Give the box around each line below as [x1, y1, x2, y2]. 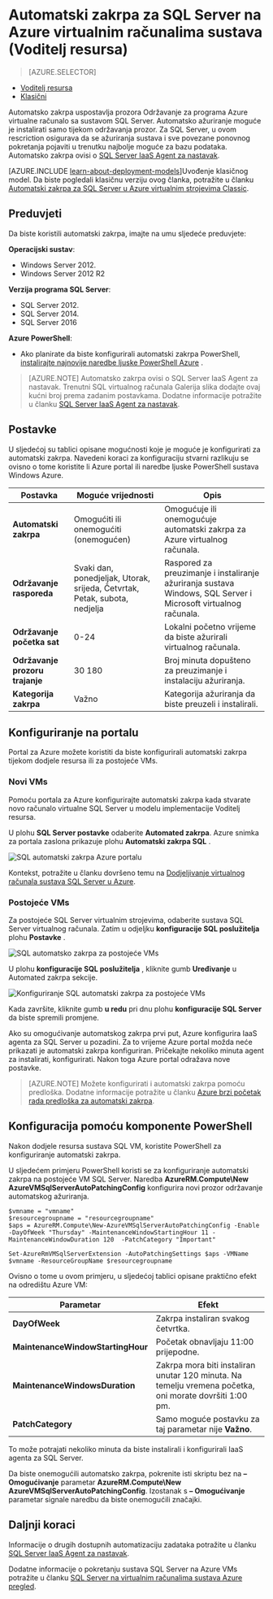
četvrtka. [155, 1323, 190, 1334]
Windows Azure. [8, 470, 63, 480]
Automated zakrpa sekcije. [8, 973, 98, 982]
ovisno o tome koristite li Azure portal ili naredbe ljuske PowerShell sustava [8, 461, 259, 471]
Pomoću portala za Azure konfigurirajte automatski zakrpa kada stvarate [8, 795, 251, 804]
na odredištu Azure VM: [8, 1280, 88, 1289]
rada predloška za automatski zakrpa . [28, 1095, 155, 1106]
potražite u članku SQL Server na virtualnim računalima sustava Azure [8, 1572, 243, 1582]
